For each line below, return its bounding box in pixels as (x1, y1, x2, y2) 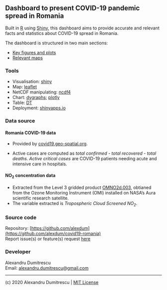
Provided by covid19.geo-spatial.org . (12, 141, 88, 147)
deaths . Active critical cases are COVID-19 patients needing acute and (12, 156, 157, 162)
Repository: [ (5, 225, 31, 231)
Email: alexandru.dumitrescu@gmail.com (5, 265, 88, 271)
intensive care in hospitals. (12, 161, 67, 167)
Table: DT (12, 99, 32, 106)
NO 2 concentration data (5, 172, 56, 180)
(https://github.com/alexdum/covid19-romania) (5, 231, 101, 237)
